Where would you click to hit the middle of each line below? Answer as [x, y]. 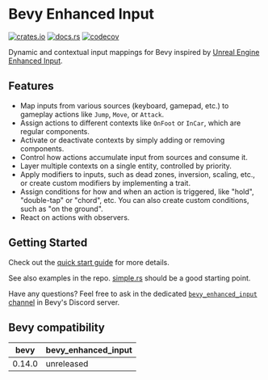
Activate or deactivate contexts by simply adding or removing [122, 140]
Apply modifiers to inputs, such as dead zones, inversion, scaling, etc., [138, 174]
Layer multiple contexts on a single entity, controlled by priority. [126, 166]
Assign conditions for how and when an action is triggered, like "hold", [137, 192]
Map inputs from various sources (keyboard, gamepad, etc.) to [124, 105]
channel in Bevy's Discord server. [64, 302]
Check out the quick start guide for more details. [89, 262]
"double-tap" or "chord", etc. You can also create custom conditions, [134, 200]
